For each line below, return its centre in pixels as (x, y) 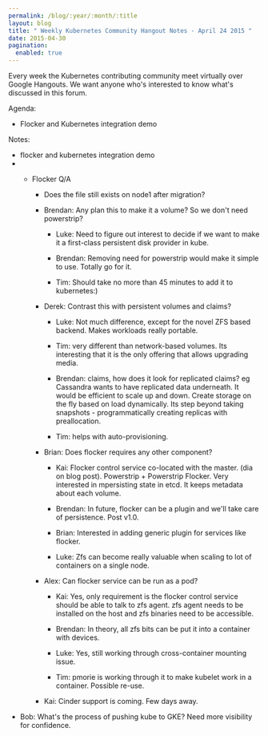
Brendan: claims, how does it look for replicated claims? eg (153, 378)
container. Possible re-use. (100, 685)
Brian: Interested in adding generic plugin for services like (151, 533)
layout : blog (30, 23)
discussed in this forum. (48, 93)
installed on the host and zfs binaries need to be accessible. (155, 613)
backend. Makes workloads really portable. (127, 330)
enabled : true (39, 53)
